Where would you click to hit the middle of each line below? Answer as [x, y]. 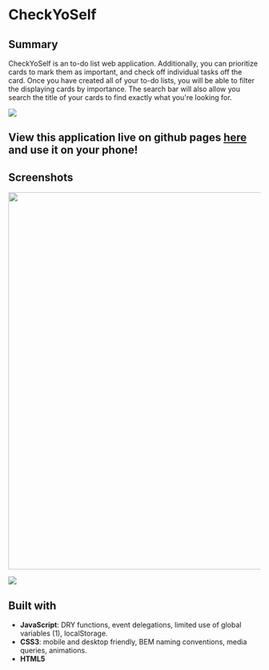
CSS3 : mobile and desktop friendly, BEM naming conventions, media [133, 642]
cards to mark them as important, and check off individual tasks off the [125, 72]
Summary [33, 44]
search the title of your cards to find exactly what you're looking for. [120, 97]
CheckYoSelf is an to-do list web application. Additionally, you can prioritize [133, 63]
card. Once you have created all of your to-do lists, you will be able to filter [131, 80]
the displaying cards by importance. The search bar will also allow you [124, 89]
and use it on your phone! [73, 150]
